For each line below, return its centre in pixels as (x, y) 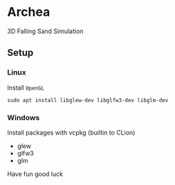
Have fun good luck (35, 174)
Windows (24, 117)
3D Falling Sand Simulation (45, 31)
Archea (29, 12)
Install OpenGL (26, 88)
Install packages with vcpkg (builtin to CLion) (71, 133)
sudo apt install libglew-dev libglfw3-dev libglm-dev (88, 100)
